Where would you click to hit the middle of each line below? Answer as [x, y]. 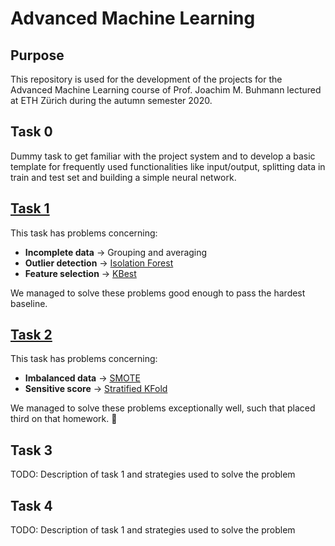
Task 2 [31, 335]
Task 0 [31, 132]
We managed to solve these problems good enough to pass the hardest [158, 293]
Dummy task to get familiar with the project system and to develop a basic [163, 156]
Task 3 [31, 450]
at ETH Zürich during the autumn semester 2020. [111, 100]
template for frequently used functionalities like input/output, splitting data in [168, 166]
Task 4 [31, 505]
